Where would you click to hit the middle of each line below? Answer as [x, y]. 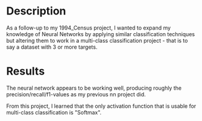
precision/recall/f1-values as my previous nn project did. [76, 94]
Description [36, 11]
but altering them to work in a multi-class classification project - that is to [97, 40]
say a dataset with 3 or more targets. [52, 47]
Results [26, 71]
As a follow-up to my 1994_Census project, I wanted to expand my [88, 28]
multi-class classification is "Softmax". [54, 112]
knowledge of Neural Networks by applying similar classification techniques [100, 34]
